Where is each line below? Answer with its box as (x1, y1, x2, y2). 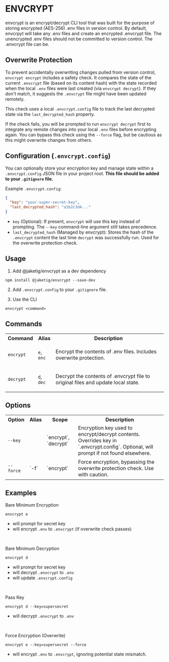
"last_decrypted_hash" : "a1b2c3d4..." (10, 205, 92, 210)
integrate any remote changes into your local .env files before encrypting (5, 126, 157, 132)
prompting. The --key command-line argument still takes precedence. (12, 224, 157, 230)
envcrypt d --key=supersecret (5, 604, 69, 610)
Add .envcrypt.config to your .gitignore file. (12, 286, 107, 293)
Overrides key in (77, 437, 117, 444)
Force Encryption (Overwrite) (5, 633, 66, 639)
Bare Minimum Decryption (5, 545, 59, 551)
